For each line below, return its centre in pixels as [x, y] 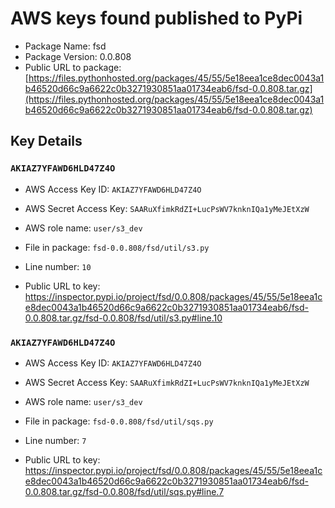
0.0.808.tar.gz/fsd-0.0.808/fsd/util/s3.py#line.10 [123, 318]
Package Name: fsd [65, 46]
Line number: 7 [55, 440]
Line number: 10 [58, 266]
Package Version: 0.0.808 [78, 56]
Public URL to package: [73, 67]
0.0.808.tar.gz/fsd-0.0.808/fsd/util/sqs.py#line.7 [124, 491]
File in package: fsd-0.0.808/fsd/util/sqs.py [119, 421]
